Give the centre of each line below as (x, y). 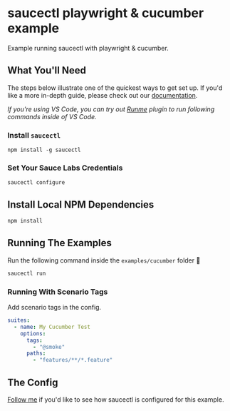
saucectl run (27, 273)
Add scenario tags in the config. (54, 308)
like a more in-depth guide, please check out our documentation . (103, 95)
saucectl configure (36, 183)
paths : (36, 354)
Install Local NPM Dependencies (81, 204)
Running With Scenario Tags (58, 292)
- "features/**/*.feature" (73, 360)
